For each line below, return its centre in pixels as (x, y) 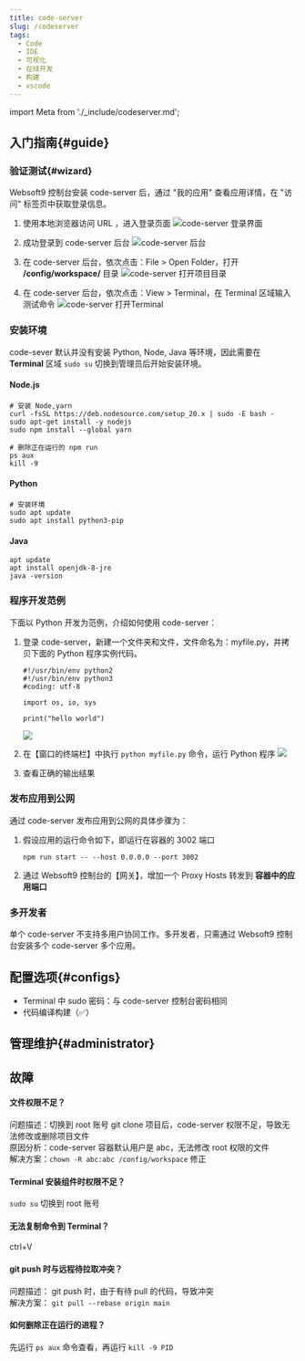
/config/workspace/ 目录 (71, 274)
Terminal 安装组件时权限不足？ (67, 1181)
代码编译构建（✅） (58, 1012)
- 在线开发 (36, 69)
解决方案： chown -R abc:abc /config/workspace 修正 (108, 1158)
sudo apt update (40, 513)
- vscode (34, 86)
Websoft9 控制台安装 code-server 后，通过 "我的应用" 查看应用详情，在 (144, 193)
